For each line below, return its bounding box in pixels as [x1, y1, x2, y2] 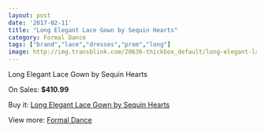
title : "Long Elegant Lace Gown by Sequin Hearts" [8, 26, 178, 34]
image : [8, 48, 30, 56]
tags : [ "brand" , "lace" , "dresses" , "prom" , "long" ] [8, 41, 171, 49]
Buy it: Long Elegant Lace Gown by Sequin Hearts [8, 100, 170, 109]
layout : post [8, 11, 51, 20]
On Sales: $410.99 [8, 85, 69, 94]
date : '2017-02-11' [8, 19, 73, 27]
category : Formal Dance [8, 33, 87, 42]
